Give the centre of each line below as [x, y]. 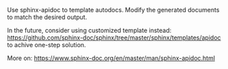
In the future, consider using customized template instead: [89, 30]
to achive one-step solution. [47, 45]
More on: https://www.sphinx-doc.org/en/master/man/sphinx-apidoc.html [111, 58]
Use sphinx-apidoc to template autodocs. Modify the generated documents [113, 10]
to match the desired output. [47, 17]
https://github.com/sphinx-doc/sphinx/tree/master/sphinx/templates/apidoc [114, 38]
